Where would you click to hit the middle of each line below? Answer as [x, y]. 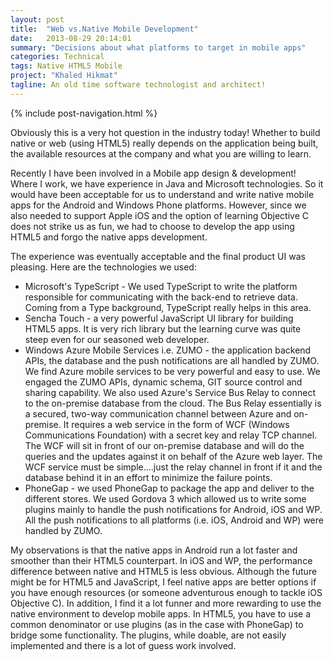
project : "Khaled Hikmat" [64, 76]
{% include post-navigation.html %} [84, 113]
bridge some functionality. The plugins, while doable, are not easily [148, 635]
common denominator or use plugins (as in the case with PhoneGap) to [157, 624]
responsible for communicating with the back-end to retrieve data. [161, 297]
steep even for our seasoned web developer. [117, 339]
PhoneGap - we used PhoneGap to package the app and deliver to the [169, 488]
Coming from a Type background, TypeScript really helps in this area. [168, 307]
